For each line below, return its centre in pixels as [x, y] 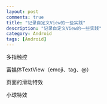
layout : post [22, 12]
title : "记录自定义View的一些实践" [46, 23]
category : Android [29, 34]
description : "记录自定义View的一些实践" [54, 28]
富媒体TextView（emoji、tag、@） [49, 70]
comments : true [25, 17]
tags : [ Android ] [26, 39]
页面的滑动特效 [25, 82]
